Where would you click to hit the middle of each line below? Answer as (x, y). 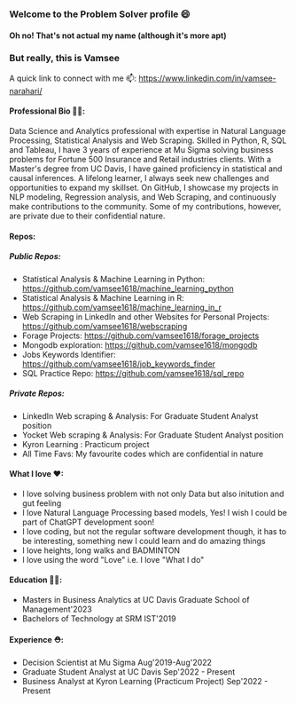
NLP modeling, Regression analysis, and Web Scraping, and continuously (143, 197)
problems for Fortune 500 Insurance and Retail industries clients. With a (140, 160)
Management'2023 (57, 609)
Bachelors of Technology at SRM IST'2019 (99, 618)
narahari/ (26, 91)
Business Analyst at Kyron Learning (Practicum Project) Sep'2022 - (145, 682)
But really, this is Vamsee (65, 59)
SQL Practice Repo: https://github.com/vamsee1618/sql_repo (133, 373)
